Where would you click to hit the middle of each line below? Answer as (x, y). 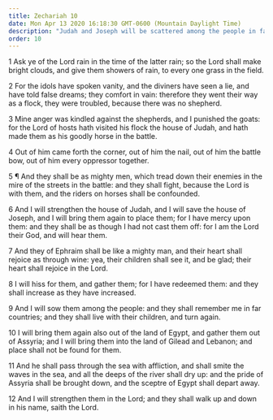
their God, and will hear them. (58, 236)
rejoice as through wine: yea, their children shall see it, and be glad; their (130, 260)
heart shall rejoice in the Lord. (58, 268)
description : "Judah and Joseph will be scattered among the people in (132, 31)
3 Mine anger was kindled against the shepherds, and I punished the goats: (134, 119)
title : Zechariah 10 (43, 16)
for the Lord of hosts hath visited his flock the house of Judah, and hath (128, 128)
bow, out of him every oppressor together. (79, 161)
